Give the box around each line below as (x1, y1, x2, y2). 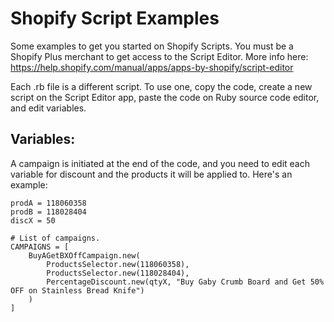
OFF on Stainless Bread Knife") (10, 285, 145, 296)
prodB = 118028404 (10, 207, 87, 217)
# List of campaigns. (10, 233, 101, 243)
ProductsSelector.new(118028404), (46, 268, 190, 278)
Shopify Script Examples (10, 7, 220, 30)
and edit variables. (10, 102, 87, 114)
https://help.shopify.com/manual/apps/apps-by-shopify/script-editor (10, 61, 294, 73)
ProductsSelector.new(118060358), (46, 259, 190, 269)
